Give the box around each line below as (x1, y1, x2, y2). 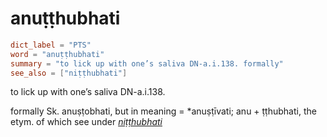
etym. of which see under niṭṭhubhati (10, 116, 163, 128)
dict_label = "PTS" (10, 40, 92, 50)
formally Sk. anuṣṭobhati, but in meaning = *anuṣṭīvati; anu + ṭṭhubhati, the (10, 105, 317, 117)
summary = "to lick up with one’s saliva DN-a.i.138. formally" (10, 58, 284, 69)
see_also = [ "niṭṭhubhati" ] (10, 68, 128, 78)
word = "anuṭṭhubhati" (10, 49, 105, 59)
